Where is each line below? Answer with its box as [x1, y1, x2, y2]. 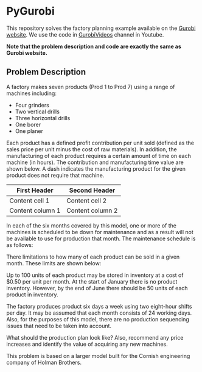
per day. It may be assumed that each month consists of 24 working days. [6, 309, 192, 317]
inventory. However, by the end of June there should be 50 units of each [6, 284, 188, 292]
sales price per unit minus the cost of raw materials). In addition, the [6, 145, 178, 153]
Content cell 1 [9, 196, 50, 205]
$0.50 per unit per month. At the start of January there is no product [6, 277, 178, 285]
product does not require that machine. [6, 171, 105, 179]
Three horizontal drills [15, 114, 71, 121]
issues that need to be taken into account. [6, 322, 111, 329]
